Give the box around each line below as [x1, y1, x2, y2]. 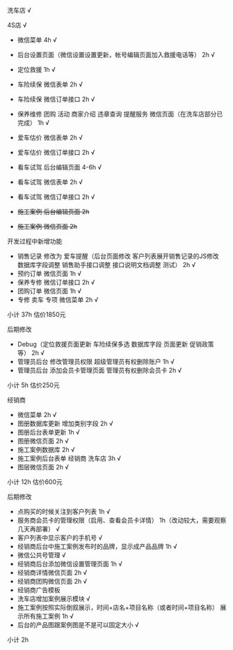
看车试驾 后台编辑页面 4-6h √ [17, 163, 102, 171]
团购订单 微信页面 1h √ [17, 287, 82, 295]
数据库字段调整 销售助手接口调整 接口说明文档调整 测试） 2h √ [17, 261, 196, 269]
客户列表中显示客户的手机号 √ [17, 534, 103, 542]
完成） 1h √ [17, 119, 50, 127]
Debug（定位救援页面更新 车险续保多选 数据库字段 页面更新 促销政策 [17, 340, 214, 348]
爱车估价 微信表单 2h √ [17, 133, 83, 142]
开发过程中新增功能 [7, 237, 63, 245]
